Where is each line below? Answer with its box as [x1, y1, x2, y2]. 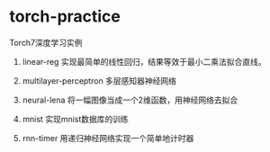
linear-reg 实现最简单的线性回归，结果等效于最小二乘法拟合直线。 [22, 56, 266, 67]
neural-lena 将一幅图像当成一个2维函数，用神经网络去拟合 [22, 94, 238, 105]
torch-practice [9, 6, 121, 27]
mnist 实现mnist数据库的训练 [22, 113, 129, 124]
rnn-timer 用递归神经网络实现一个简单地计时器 [22, 132, 194, 143]
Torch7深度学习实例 [9, 37, 83, 48]
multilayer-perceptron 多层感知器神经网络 [22, 75, 177, 86]
